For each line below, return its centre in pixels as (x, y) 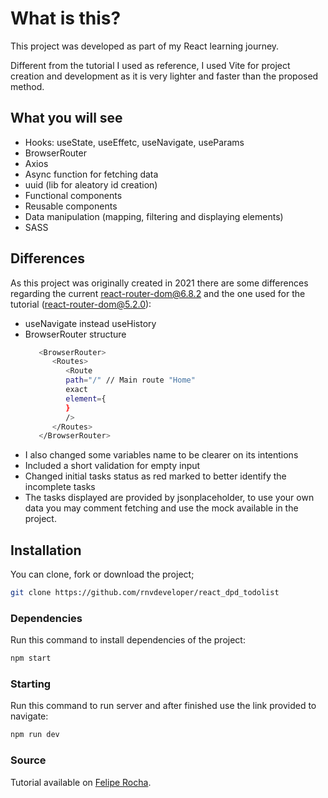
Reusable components (71, 206)
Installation (46, 550)
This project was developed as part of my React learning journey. (145, 46)
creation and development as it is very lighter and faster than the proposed (164, 76)
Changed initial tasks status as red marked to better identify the (155, 476)
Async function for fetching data (91, 174)
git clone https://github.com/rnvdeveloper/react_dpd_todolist (145, 593)
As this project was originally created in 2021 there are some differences (159, 283)
